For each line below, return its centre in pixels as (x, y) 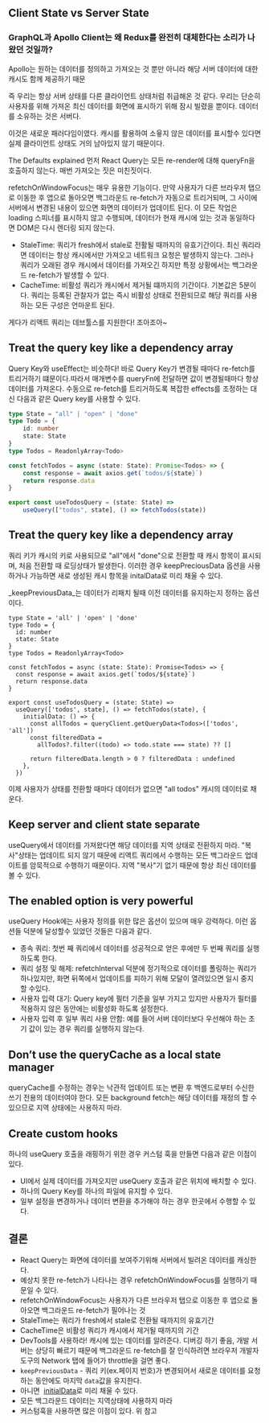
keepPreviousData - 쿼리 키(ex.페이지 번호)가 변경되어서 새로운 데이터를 (133, 1370)
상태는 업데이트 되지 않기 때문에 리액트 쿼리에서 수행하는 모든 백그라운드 (130, 855)
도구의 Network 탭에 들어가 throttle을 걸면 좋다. (95, 1360)
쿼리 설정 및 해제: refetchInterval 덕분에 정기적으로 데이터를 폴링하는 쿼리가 (138, 969)
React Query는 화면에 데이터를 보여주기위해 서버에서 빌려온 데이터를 (127, 1260)
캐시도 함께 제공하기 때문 (47, 79)
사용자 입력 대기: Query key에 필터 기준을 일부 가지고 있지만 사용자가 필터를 (139, 999)
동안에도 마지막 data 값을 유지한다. (88, 1380)
